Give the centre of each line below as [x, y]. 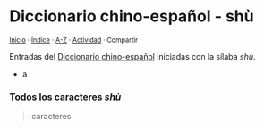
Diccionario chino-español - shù [132, 16]
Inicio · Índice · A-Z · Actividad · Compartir [74, 40]
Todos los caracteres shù [65, 97]
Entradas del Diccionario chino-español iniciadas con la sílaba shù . [133, 56]
